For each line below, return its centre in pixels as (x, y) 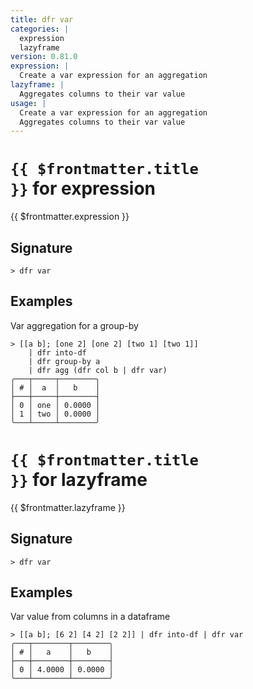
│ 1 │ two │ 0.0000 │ (55, 414)
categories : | (40, 29)
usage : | (28, 103)
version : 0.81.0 (44, 57)
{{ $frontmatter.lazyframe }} (68, 507)
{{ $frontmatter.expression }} (70, 217)
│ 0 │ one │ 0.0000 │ (55, 405)
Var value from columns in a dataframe (90, 617)
